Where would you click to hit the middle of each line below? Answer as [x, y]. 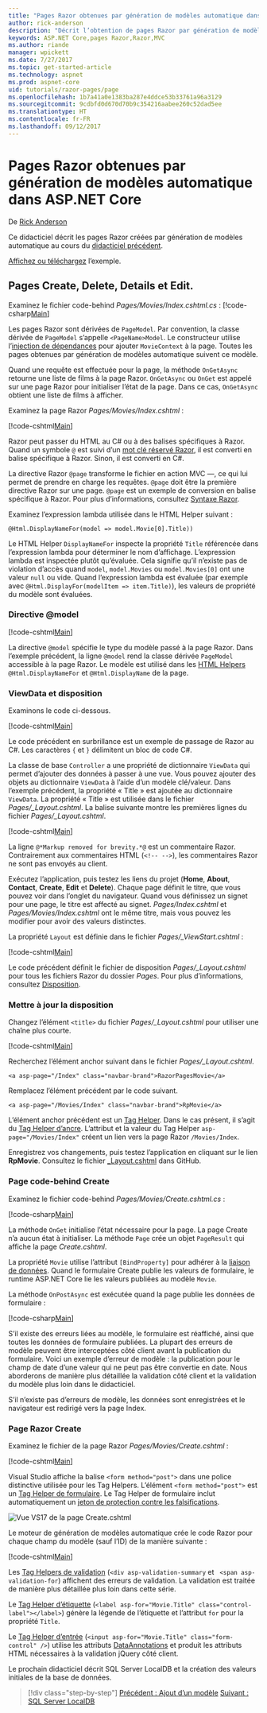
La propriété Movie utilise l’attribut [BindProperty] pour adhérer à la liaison [129, 1261]
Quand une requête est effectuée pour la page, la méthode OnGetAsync [123, 370]
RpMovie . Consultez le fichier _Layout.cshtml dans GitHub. [105, 1161]
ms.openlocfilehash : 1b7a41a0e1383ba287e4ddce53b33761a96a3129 [115, 97]
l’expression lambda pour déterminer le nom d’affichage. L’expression [122, 552]
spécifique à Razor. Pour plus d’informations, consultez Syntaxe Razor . [124, 498]
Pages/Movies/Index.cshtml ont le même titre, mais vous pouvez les [120, 913]
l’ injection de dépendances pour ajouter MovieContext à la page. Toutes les [130, 346]
